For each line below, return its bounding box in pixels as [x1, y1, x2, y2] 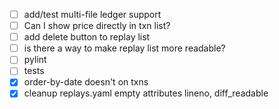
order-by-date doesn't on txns [23, 76, 149, 88]
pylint [23, 54, 47, 66]
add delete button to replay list [23, 31, 151, 43]
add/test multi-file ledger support [23, 9, 162, 20]
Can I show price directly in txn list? [23, 20, 171, 32]
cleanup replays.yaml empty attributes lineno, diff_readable [23, 87, 269, 99]
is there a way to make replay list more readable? [23, 42, 226, 54]
